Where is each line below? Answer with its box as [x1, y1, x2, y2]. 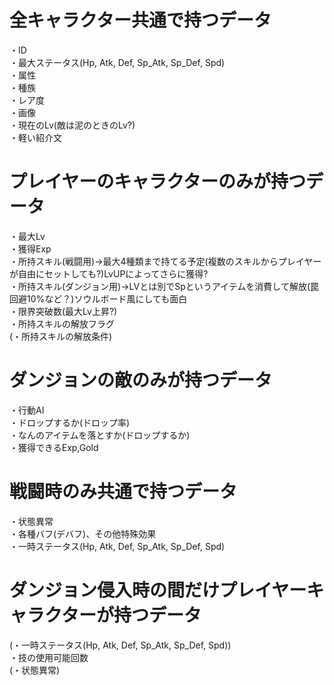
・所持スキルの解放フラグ [9, 317, 115, 330]
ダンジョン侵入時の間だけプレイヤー [9, 579, 307, 601]
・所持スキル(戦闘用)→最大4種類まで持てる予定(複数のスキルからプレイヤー [9, 255, 322, 267]
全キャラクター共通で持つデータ [9, 9, 272, 32]
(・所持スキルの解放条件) [9, 330, 113, 342]
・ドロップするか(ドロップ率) [9, 416, 131, 428]
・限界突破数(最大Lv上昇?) [9, 305, 118, 317]
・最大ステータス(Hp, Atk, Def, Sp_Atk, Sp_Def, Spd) [9, 56, 226, 68]
